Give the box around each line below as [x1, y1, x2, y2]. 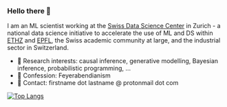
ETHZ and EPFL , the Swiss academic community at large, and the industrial [7, 36, 221, 45]
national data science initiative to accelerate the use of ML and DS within [7, 29, 213, 37]
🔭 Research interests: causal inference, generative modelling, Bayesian [17, 57, 219, 65]
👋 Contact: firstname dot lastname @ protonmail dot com [17, 79, 179, 87]
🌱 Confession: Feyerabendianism [17, 71, 111, 80]
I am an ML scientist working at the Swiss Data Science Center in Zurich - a [7, 22, 221, 30]
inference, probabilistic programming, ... [17, 64, 131, 73]
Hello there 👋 [7, 6, 52, 16]
